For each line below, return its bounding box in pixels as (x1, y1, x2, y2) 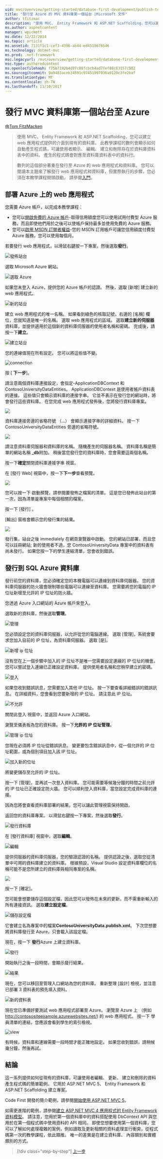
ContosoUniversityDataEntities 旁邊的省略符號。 (5, 424, 101, 430)
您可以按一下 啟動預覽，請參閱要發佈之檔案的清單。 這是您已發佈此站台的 (5, 490, 152, 496)
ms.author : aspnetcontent (5, 25, 57, 30)
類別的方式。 (5, 1138, 31, 1144)
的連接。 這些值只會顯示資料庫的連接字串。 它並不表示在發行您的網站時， (5, 392, 152, 398)
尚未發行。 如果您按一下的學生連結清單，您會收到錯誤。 (5, 548, 117, 554)
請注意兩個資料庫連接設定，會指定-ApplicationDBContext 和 (5, 380, 125, 386)
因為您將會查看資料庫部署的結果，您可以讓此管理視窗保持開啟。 (5, 802, 132, 808)
